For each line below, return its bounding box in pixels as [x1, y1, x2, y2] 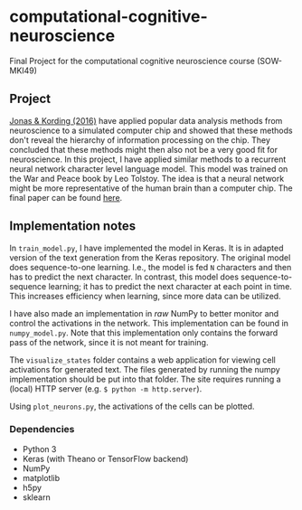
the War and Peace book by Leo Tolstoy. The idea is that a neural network [9, 173, 285, 184]
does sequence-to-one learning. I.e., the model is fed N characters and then [9, 261, 292, 272]
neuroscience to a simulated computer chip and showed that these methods [9, 125, 293, 136]
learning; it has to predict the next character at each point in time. [48, 280, 292, 291]
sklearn [22, 491, 52, 503]
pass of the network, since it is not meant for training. [9, 336, 209, 347]
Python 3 [22, 443, 57, 454]
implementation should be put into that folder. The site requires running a [9, 373, 282, 384]
